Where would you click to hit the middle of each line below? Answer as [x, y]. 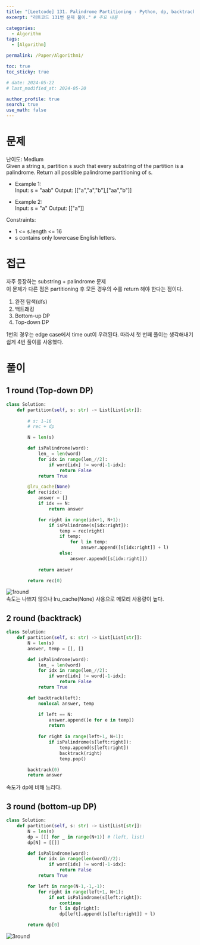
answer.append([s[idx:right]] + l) [125, 548]
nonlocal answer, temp [66, 704]
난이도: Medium [25, 159]
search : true [22, 105]
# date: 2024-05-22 [30, 82]
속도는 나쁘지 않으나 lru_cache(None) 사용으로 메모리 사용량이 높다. [85, 599]
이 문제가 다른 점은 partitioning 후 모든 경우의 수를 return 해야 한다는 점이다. [95, 289]
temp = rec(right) [82, 531]
